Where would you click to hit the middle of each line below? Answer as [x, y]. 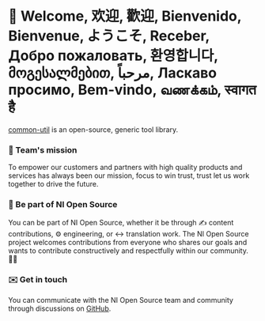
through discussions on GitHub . [60, 308]
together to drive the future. [53, 184]
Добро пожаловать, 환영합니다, [114, 56]
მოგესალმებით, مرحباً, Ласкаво [113, 73]
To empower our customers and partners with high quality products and [125, 168]
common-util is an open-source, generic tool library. [93, 129]
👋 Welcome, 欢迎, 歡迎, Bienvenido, [125, 16]
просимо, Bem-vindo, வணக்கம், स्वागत [132, 90]
